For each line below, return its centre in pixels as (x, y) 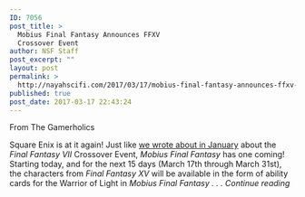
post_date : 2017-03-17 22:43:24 (70, 102)
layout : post (34, 69)
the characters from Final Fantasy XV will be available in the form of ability (149, 174)
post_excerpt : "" (42, 60)
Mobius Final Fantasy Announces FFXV (89, 34)
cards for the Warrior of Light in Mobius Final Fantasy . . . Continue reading (150, 183)
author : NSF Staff (44, 52)
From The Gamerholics (52, 127)
